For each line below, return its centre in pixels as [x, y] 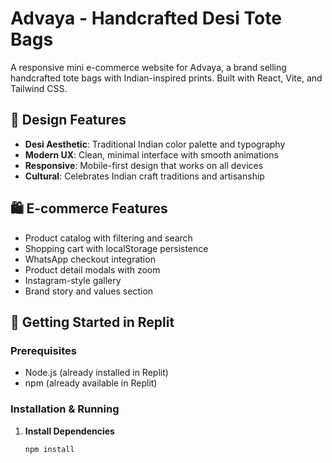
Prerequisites [43, 350]
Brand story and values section [89, 291]
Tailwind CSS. [39, 88]
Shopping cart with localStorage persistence [116, 248]
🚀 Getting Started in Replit [92, 322]
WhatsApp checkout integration [90, 259]
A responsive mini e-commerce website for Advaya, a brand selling [148, 67]
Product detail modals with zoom [92, 269]
